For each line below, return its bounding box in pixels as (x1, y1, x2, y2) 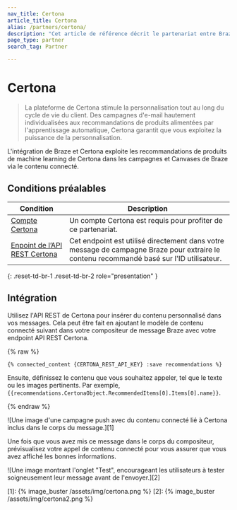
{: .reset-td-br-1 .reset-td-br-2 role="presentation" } (7, 272, 158, 280)
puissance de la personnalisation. (24, 133, 122, 141)
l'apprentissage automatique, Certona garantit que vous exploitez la (24, 125, 222, 134)
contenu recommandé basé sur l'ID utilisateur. (69, 253, 222, 263)
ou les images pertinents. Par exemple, (7, 381, 121, 389)
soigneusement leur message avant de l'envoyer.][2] (7, 473, 161, 482)
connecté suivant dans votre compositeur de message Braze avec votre (7, 326, 217, 335)
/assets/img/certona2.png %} (7, 494, 94, 503)
